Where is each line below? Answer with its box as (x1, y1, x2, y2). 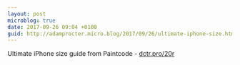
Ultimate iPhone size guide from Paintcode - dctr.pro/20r (7, 49, 175, 58)
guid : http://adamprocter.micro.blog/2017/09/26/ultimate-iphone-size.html (7, 30, 238, 37)
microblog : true (7, 17, 56, 24)
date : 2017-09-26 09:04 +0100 (7, 23, 98, 30)
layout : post (7, 10, 46, 18)
